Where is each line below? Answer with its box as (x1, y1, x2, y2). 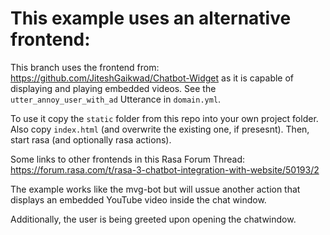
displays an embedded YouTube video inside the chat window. (10, 193, 267, 206)
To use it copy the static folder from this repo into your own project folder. (10, 112, 319, 124)
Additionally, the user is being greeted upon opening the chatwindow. (10, 213, 297, 225)
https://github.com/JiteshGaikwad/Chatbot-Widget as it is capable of (10, 72, 295, 84)
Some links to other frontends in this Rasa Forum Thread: (10, 153, 246, 165)
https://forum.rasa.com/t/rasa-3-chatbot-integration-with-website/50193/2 (10, 163, 320, 176)
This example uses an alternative (10, 7, 292, 30)
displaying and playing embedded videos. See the (10, 82, 217, 94)
